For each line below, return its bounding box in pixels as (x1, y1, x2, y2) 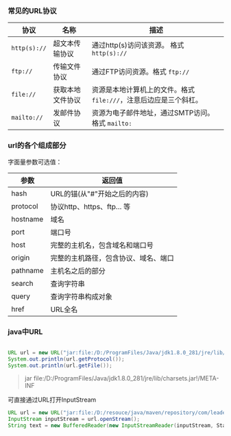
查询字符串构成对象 (50, 291, 112, 301)
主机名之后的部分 (50, 266, 106, 276)
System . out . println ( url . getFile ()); (8, 362, 112, 369)
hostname (11, 214, 44, 223)
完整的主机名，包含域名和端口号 (50, 240, 154, 250)
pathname (11, 265, 44, 275)
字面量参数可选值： (8, 158, 62, 166)
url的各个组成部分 (8, 141, 67, 150)
